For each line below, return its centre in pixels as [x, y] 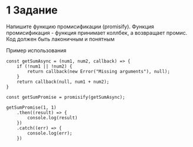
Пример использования [36, 50]
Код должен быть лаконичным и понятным [60, 39]
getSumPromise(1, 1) [32, 107]
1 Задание [32, 10]
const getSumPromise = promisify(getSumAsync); [66, 97]
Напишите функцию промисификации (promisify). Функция [80, 26]
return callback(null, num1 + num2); [63, 82]
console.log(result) [53, 118]
